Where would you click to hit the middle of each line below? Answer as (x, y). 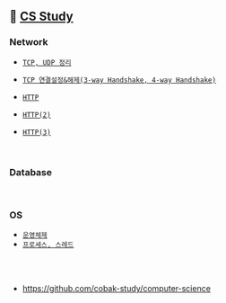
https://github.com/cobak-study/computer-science (116, 289)
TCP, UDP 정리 (47, 62)
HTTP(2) (36, 115)
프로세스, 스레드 (48, 245)
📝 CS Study (41, 17)
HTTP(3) (36, 132)
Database (30, 172)
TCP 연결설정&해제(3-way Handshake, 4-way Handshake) (119, 80)
